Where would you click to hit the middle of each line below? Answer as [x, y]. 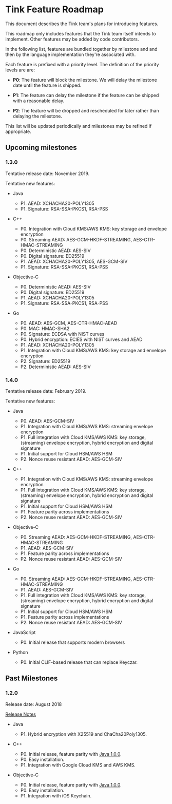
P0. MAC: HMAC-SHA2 [45, 328]
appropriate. [18, 131]
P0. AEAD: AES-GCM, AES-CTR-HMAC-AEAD [69, 323]
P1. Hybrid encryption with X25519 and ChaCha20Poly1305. [84, 734]
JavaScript [24, 632]
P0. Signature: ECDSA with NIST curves [62, 334]
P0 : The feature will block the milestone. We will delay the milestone [85, 80]
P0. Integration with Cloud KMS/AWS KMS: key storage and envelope [93, 228]
